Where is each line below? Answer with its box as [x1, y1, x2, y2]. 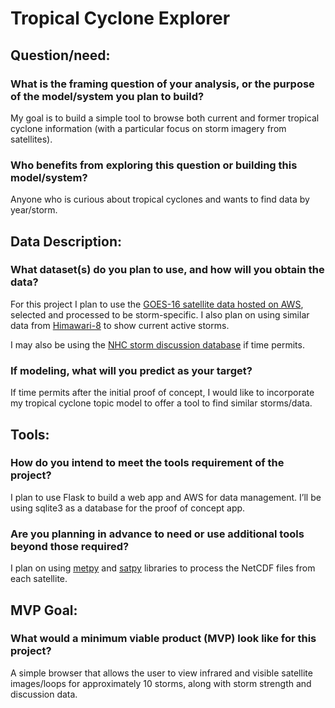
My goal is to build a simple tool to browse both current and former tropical [10, 112, 320, 124]
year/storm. [10, 204, 58, 216]
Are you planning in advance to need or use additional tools [10, 527, 305, 541]
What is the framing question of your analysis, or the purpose [10, 77, 315, 91]
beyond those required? [10, 539, 130, 553]
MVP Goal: [10, 602, 78, 619]
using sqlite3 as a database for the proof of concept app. [10, 502, 246, 514]
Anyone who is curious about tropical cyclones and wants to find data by [10, 193, 310, 206]
